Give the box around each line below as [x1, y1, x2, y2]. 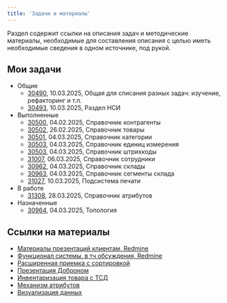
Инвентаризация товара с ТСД [17, 273, 109, 282]
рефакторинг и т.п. [27, 96, 83, 105]
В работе [17, 184, 44, 193]
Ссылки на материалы [7, 226, 110, 238]
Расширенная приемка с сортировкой [17, 259, 131, 267]
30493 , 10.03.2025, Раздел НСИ [27, 104, 121, 112]
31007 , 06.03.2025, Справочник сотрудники [27, 155, 156, 163]
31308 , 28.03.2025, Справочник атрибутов [27, 191, 153, 200]
